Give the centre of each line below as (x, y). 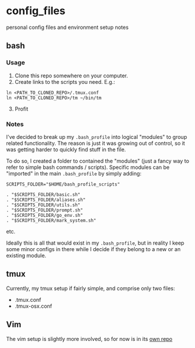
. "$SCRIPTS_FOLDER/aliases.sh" (46, 200)
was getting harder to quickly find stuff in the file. (66, 149)
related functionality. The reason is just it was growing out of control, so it (95, 143)
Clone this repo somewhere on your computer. (71, 76)
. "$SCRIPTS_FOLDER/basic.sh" (43, 194)
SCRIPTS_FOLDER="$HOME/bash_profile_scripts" (63, 184)
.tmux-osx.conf (33, 306)
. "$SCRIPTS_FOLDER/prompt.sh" (45, 210)
